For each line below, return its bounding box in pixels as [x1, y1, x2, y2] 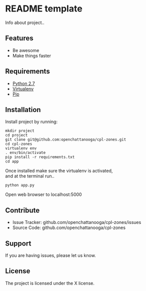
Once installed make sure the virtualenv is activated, [5, 168, 113, 174]
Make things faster [12, 52, 51, 58]
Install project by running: [5, 118, 58, 125]
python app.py [5, 183, 35, 188]
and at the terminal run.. [5, 173, 55, 179]
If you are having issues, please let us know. [5, 252, 96, 258]
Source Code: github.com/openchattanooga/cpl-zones [12, 224, 126, 230]
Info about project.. [5, 19, 44, 25]
